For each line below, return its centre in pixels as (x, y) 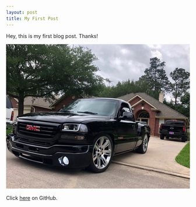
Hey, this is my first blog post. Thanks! (52, 36)
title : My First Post (32, 18)
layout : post (22, 12)
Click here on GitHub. (32, 198)
